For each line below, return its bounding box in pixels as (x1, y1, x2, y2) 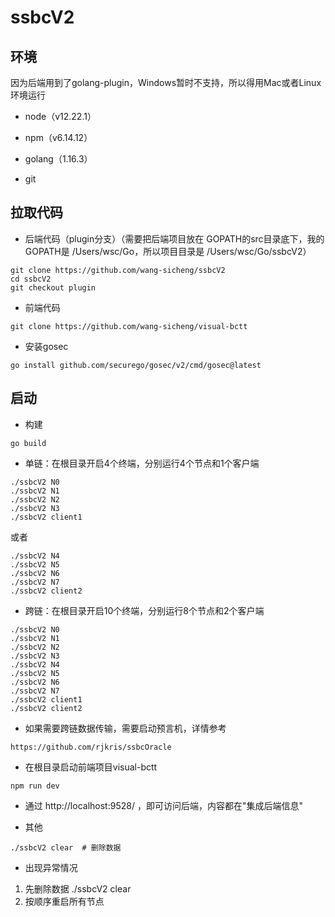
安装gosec (24, 340, 69, 352)
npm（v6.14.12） (24, 132, 93, 143)
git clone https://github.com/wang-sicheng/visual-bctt (10, 321, 248, 331)
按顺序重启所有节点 (24, 895, 105, 907)
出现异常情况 (24, 861, 78, 873)
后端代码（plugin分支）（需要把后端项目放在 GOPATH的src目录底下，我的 (24, 232, 325, 245)
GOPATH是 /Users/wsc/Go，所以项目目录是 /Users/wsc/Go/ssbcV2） (24, 245, 312, 257)
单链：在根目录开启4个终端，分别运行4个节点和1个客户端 (24, 457, 260, 469)
